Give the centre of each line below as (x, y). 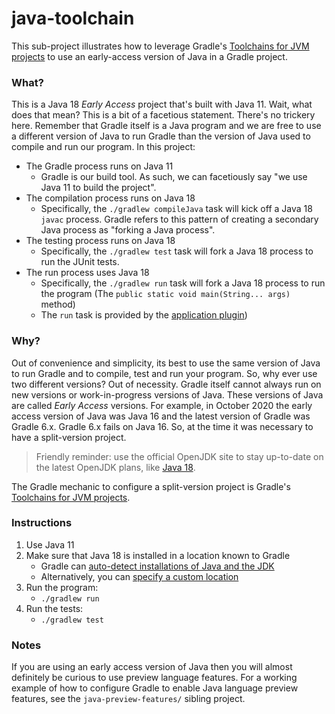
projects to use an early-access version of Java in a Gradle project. (149, 56)
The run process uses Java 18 (87, 273)
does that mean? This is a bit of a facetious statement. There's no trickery (163, 115)
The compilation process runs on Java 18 (110, 198)
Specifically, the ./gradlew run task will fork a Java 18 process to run (183, 283)
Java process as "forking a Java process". (128, 230)
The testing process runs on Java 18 (100, 241)
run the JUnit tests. (80, 262)
